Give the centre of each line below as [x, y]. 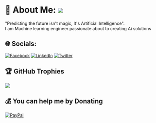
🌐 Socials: [21, 44]
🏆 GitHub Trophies [35, 72]
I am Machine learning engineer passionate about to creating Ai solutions [78, 28]
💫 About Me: [31, 10]
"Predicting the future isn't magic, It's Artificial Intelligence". [65, 23]
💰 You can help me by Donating [54, 101]
